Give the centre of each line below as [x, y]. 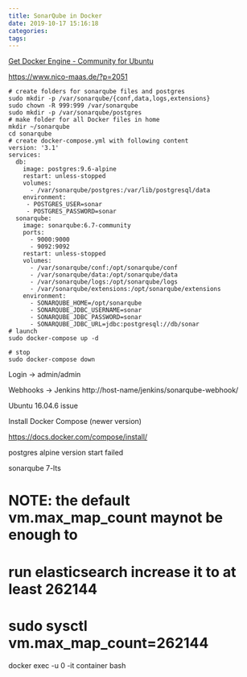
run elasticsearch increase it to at [122, 572]
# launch [23, 331]
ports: [34, 233]
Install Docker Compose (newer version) [75, 422]
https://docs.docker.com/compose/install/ [78, 437]
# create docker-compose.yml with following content [99, 141]
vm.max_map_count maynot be [116, 518]
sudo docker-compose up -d [54, 338]
